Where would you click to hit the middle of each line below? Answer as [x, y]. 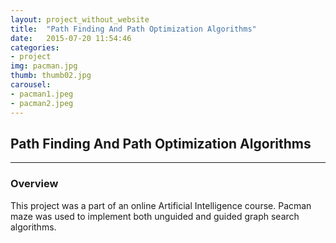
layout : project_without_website [80, 19]
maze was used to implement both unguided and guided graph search [155, 216]
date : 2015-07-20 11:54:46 [71, 38]
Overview [34, 184]
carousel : [31, 85]
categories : [35, 47]
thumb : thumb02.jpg [51, 76]
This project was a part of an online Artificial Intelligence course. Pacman [161, 205]
